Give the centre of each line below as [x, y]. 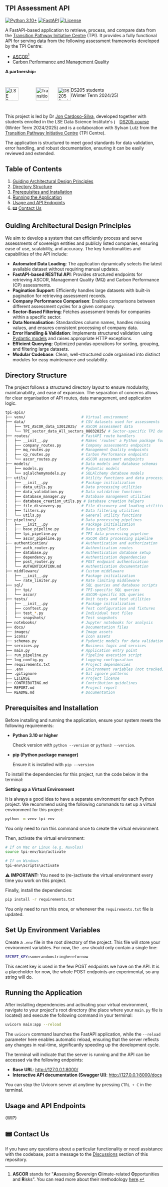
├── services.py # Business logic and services [76, 646]
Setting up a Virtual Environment [40, 789]
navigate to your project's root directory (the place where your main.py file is [84, 1010]
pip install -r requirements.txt [40, 900]
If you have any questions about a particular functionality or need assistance [84, 1149]
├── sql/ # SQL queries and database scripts [81, 585]
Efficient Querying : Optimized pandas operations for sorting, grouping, [86, 344]
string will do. [19, 977]
